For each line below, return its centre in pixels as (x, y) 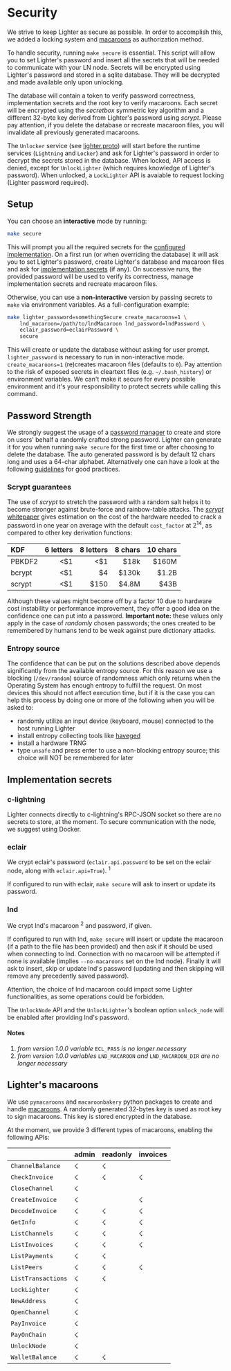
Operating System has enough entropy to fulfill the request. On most (104, 685)
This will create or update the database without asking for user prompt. (108, 350)
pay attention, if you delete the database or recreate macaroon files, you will (116, 125)
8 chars (127, 550)
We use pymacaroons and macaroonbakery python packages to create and (110, 1102)
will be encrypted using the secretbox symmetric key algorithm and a (105, 110)
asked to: (20, 708)
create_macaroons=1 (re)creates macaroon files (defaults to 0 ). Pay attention (115, 364)
